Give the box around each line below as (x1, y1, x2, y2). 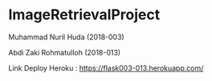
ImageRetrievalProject (8, 6, 161, 24)
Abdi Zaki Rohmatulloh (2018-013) (8, 47, 121, 57)
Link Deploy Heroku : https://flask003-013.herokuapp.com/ (8, 63, 204, 73)
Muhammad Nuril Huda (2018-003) (8, 32, 124, 42)
